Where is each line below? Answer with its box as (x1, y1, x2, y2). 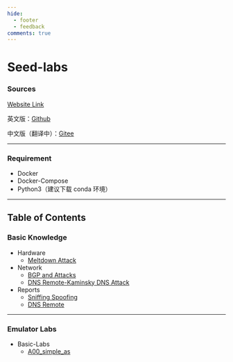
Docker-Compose (17, 176, 69, 185)
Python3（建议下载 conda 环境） (17, 185, 112, 193)
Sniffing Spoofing (27, 293, 78, 301)
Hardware (17, 248, 46, 257)
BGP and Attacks (27, 270, 76, 279)
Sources (7, 84, 36, 94)
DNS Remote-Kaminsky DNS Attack (27, 278, 130, 286)
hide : (7, 10, 23, 17)
